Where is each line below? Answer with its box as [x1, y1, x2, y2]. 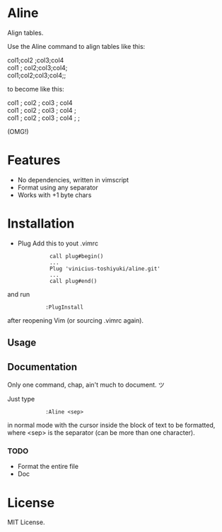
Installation [7, 216, 75, 232]
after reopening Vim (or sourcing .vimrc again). [7, 316, 144, 324]
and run [7, 289, 30, 299]
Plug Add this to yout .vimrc [17, 239, 99, 248]
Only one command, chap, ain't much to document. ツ [7, 381, 165, 389]
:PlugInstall [45, 304, 83, 311]
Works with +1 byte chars [17, 190, 92, 199]
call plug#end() [49, 277, 98, 284]
